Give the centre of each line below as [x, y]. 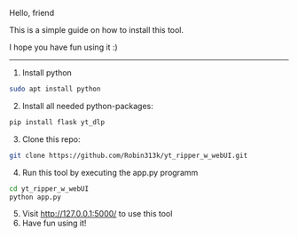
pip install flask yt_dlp [57, 122]
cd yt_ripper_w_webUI [49, 189]
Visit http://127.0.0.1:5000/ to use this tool [97, 214]
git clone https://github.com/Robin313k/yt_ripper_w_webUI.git [129, 155]
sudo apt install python [55, 89]
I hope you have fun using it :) [63, 47]
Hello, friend [32, 13]
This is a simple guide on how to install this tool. [97, 30]
